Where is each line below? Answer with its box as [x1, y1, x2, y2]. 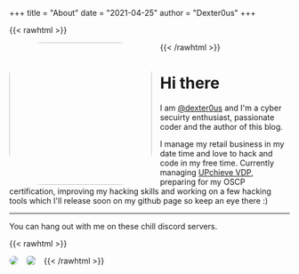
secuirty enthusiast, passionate [159, 111, 275, 123]
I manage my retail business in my [159, 138, 285, 149]
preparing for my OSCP [159, 176, 246, 187]
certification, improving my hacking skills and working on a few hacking [9, 186, 271, 197]
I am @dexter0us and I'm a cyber [159, 102, 282, 113]
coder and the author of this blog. [159, 121, 283, 132]
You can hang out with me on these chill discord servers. [9, 221, 218, 231]
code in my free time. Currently [159, 157, 274, 168]
